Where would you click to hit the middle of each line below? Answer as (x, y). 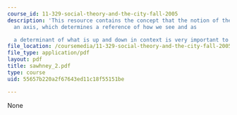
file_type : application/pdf (49, 53)
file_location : (30, 47)
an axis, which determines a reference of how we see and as (105, 27)
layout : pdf (25, 60)
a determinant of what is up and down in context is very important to (121, 40)
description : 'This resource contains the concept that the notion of (113, 20)
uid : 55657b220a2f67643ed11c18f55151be (66, 79)
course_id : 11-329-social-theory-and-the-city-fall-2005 (93, 14)
